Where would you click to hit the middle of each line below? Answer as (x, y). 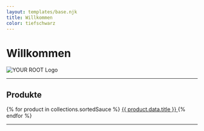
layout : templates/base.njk (42, 12)
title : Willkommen (29, 18)
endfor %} (19, 116)
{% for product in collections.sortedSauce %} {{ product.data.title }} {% (96, 109)
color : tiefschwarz (31, 23)
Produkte (24, 95)
